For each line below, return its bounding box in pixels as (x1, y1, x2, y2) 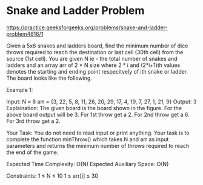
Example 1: (6, 86, 33, 93)
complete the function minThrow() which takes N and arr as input (6, 135, 169, 143)
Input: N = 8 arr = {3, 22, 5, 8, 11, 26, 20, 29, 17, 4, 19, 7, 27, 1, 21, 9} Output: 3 (6, 98, 197, 105)
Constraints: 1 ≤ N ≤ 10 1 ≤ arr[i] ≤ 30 (6, 172, 99, 180)
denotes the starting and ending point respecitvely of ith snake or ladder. (6, 68, 188, 75)
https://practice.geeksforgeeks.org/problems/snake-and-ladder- (6, 24, 168, 31)
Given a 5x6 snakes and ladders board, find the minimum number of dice (6, 42, 188, 49)
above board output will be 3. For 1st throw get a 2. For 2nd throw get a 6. (6, 111, 190, 118)
